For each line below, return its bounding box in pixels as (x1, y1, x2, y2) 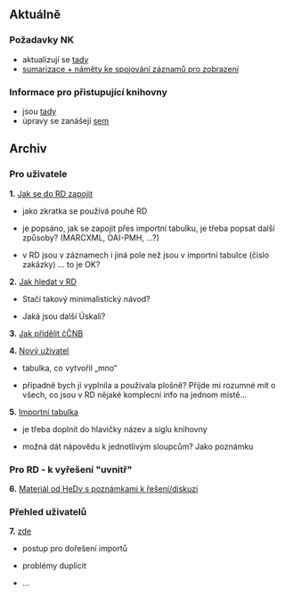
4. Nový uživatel (9, 345, 69, 355)
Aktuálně (9, 7, 61, 22)
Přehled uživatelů (9, 505, 87, 518)
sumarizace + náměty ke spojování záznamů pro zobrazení (21, 63, 239, 74)
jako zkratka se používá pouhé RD (21, 205, 148, 216)
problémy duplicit (21, 560, 86, 571)
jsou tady (21, 106, 57, 117)
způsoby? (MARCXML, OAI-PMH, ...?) (21, 232, 160, 243)
